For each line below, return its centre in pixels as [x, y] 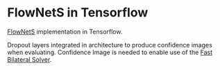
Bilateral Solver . [29, 59]
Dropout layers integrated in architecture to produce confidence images [110, 45]
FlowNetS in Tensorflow [78, 13]
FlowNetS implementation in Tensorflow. [65, 32]
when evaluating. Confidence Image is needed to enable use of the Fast [110, 52]
